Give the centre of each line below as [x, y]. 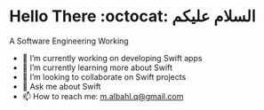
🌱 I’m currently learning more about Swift [97, 67]
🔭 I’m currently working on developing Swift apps [112, 58]
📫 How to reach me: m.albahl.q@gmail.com [103, 96]
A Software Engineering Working [69, 41]
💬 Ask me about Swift [61, 86]
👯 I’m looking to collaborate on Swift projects [104, 76]
